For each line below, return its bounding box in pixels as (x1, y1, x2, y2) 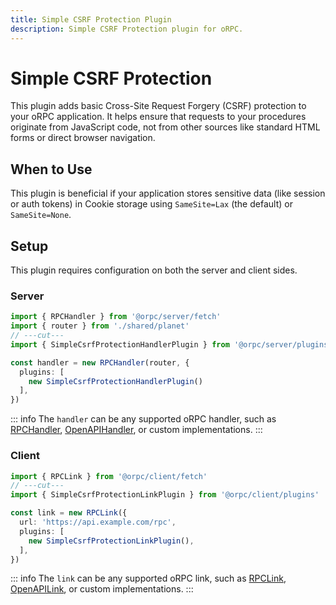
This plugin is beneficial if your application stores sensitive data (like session (10, 187, 326, 200)
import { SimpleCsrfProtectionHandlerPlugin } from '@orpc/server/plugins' (10, 339, 333, 350)
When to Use (10, 161, 93, 178)
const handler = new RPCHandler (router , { (10, 357, 190, 368)
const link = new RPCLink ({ (10, 508, 128, 518)
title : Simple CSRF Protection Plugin (10, 14, 172, 25)
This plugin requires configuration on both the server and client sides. (10, 264, 298, 276)
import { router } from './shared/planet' (10, 321, 190, 331)
